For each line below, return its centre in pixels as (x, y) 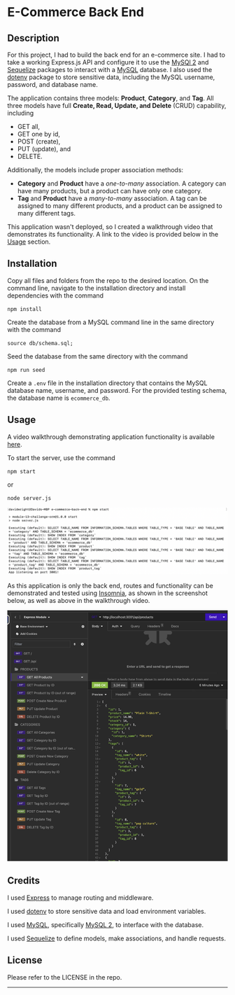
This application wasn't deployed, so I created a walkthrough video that (110, 227)
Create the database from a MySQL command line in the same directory (111, 322)
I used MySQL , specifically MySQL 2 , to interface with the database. (106, 924)
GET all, (29, 126)
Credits (24, 881)
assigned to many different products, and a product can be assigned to (120, 206)
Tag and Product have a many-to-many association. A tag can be (112, 198)
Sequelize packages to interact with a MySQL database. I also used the (110, 70)
